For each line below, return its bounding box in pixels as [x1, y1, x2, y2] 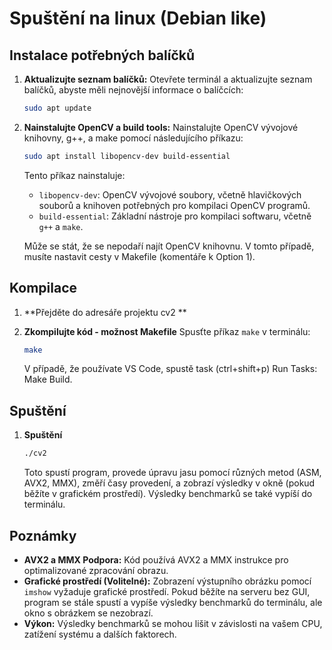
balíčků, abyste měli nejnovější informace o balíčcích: [23, 84, 244, 96]
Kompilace [9, 280, 77, 297]
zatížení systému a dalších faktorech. [23, 628, 177, 640]
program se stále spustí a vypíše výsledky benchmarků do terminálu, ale [23, 596, 323, 608]
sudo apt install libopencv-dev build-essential [23, 151, 231, 161]
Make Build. [23, 373, 73, 386]
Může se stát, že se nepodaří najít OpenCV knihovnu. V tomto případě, [23, 240, 315, 252]
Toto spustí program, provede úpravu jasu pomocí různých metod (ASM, [23, 467, 322, 479]
